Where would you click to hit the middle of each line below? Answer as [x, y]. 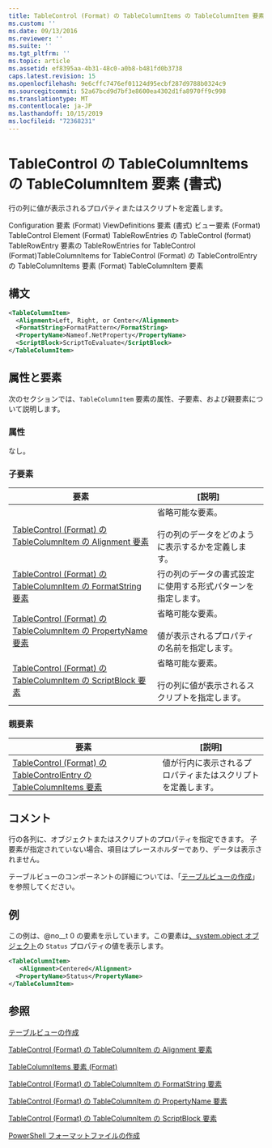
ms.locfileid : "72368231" [52, 121]
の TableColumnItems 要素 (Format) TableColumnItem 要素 [106, 266]
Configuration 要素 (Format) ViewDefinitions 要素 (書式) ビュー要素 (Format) [134, 225]
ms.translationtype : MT [49, 99]
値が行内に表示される [203, 763]
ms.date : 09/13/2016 [43, 31]
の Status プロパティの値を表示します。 [102, 946]
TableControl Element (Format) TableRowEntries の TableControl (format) [130, 235]
